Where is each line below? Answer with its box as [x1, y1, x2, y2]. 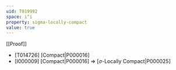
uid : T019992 [6, 8, 38, 14]
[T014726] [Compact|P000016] [14, 51, 90, 58]
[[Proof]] [6, 40, 27, 47]
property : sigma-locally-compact [6, 19, 87, 25]
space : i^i [6, 14, 33, 20]
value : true [6, 24, 35, 31]
